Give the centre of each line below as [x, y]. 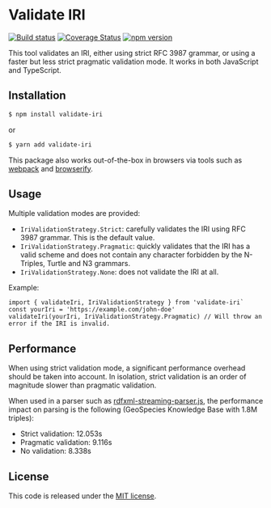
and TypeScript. [35, 70]
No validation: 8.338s [55, 451]
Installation [37, 96]
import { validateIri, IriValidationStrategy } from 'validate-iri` [126, 303]
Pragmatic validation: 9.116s [66, 442]
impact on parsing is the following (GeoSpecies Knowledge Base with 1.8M [133, 409]
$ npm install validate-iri [56, 114]
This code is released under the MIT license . [83, 496]
